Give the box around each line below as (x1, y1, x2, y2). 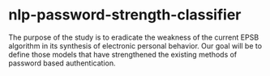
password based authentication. (8, 58, 116, 68)
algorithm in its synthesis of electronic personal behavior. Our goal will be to (8, 40, 262, 50)
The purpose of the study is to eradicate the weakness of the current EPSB (8, 32, 259, 42)
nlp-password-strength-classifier (8, 6, 242, 24)
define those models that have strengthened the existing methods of (8, 49, 238, 59)
